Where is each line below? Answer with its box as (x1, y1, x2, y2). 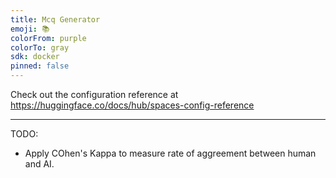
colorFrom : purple (10, 33, 87, 43)
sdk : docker (10, 52, 60, 62)
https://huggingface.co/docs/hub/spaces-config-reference (10, 99, 255, 111)
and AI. (24, 158, 55, 170)
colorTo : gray (10, 42, 70, 53)
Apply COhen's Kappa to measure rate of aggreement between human (24, 147, 317, 159)
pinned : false (10, 61, 70, 71)
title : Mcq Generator (10, 14, 101, 25)
